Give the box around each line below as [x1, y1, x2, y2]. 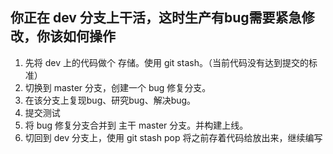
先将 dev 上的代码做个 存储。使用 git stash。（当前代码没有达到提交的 [24, 56, 309, 68]
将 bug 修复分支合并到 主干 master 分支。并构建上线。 [24, 119, 249, 131]
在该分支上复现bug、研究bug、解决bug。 [24, 94, 197, 106]
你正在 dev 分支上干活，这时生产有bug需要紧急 [10, 9, 302, 27]
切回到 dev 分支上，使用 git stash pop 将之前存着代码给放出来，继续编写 [24, 131, 323, 143]
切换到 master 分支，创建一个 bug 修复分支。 [24, 81, 212, 93]
